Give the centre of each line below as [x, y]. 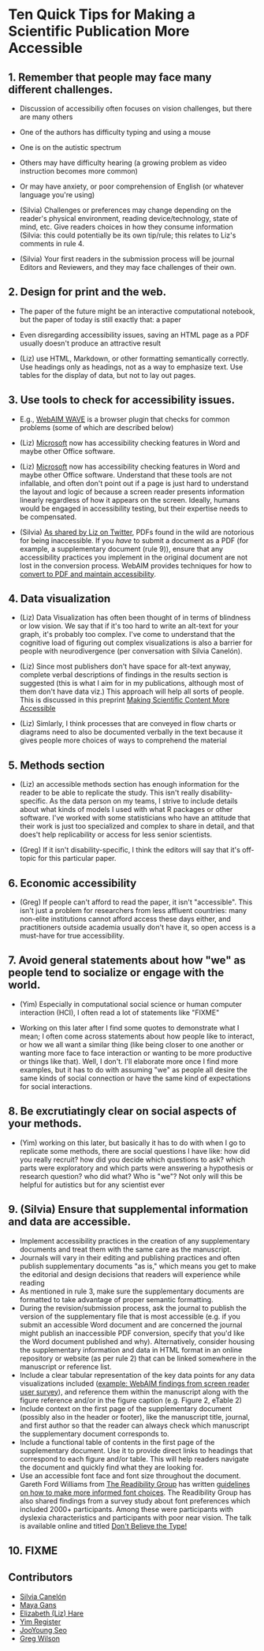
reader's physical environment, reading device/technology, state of [128, 218]
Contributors [41, 1577]
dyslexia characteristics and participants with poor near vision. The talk [136, 1518]
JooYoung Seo [43, 1630]
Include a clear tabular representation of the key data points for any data [137, 1375]
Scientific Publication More [99, 31]
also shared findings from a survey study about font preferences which [135, 1500]
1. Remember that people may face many [110, 77]
